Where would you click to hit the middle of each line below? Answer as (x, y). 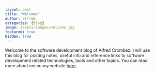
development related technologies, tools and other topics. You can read (76, 60)
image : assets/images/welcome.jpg (40, 28)
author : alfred (20, 18)
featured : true (20, 32)
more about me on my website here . (41, 65)
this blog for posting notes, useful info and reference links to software (75, 55)
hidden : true (18, 37)
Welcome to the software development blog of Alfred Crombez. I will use (77, 50)
